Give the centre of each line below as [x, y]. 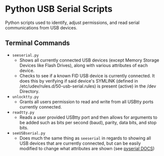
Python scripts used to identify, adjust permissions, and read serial [72, 22]
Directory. [29, 91]
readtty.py [23, 112]
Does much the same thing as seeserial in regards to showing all [85, 138]
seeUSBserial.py [29, 133]
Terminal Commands [37, 43]
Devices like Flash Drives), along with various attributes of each [83, 65]
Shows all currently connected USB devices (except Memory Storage [89, 60]
